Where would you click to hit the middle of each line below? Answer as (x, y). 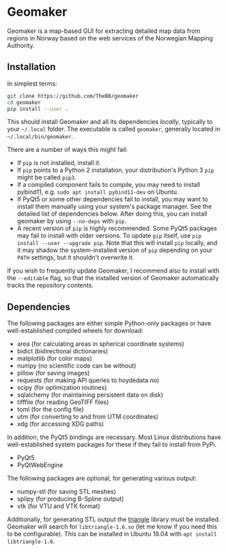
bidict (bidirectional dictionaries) (62, 351)
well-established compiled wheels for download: (75, 331)
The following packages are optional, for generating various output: (102, 478)
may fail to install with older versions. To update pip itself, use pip (109, 236)
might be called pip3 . (46, 177)
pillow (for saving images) (53, 373)
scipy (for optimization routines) (62, 388)
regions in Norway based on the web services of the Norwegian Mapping (110, 38)
